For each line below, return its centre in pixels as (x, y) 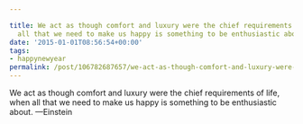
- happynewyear (38, 59)
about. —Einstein (41, 112)
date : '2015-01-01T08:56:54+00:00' (76, 42)
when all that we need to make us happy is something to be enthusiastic (143, 102)
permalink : (30, 67)
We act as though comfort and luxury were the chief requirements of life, (145, 93)
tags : (19, 50)
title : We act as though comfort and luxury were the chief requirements (151, 25)
